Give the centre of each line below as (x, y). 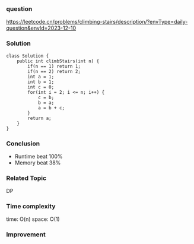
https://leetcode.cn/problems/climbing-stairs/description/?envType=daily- (97, 22)
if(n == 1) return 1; (54, 66)
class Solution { (28, 56)
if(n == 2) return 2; (54, 71)
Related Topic (26, 178)
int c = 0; (41, 87)
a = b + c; (51, 108)
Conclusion (23, 143)
